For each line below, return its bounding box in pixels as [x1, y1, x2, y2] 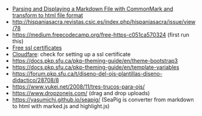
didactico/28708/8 [12, 76, 59, 84]
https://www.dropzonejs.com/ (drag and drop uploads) [12, 90, 150, 96]
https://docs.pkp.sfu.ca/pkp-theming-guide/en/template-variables [12, 63, 179, 71]
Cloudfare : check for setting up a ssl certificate [12, 51, 131, 57]
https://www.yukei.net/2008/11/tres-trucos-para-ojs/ [12, 83, 145, 90]
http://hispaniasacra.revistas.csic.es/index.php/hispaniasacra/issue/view [12, 18, 196, 25]
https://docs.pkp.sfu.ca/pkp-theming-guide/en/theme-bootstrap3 [12, 57, 178, 64]
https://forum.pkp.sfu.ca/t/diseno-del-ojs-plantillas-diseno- [12, 70, 163, 77]
